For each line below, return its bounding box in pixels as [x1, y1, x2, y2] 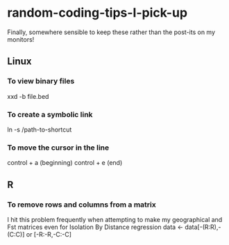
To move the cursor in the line [7, 143, 110, 152]
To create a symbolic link [7, 109, 93, 119]
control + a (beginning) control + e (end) [7, 159, 123, 167]
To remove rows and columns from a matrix [7, 200, 156, 210]
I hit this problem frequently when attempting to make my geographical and [7, 215, 223, 223]
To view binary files [7, 77, 75, 86]
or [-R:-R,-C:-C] [26, 230, 71, 238]
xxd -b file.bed [7, 92, 49, 100]
